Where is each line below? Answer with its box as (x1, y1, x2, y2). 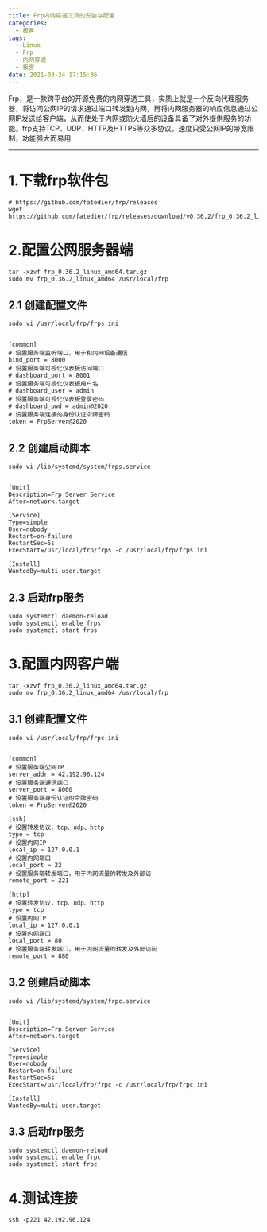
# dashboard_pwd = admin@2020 (8, 402, 109, 410)
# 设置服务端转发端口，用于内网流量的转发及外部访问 (8, 945, 157, 953)
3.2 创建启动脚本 (8, 975, 91, 990)
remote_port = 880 (8, 951, 69, 960)
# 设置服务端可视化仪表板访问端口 (8, 365, 105, 373)
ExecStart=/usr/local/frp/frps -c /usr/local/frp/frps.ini (8, 546, 208, 555)
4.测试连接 (8, 1189, 78, 1207)
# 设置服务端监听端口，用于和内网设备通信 (8, 349, 129, 358)
